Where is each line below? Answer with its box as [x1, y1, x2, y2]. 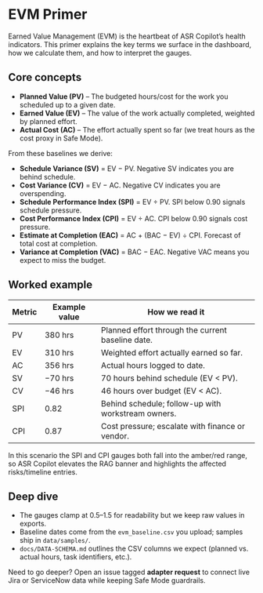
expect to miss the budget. [19, 255, 106, 264]
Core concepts [8, 71, 82, 84]
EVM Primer [8, 5, 88, 24]
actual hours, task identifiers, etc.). [19, 552, 132, 562]
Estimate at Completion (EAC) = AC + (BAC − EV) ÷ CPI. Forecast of [19, 230, 241, 240]
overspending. [19, 188, 67, 198]
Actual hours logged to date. [100, 359, 206, 370]
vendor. [100, 430, 130, 441]
